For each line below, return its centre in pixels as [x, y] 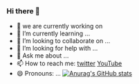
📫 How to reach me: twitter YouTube [69, 64]
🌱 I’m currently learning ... [53, 33]
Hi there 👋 [24, 11]
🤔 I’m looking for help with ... [57, 49]
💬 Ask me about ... [43, 56]
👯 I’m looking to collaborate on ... [63, 41]
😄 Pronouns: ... [39, 74]
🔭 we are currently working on [59, 26]
